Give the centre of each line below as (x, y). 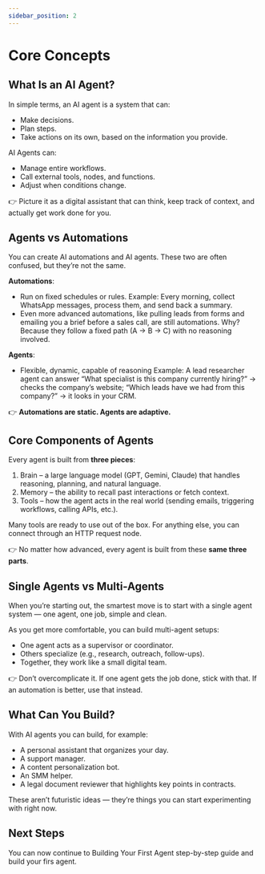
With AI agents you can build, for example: (78, 734)
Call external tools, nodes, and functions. (88, 177)
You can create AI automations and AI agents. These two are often (118, 257)
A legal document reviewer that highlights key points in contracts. (128, 784)
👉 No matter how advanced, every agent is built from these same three (128, 550)
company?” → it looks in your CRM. (78, 396)
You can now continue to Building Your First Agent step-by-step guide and (131, 852)
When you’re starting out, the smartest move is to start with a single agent (130, 606)
